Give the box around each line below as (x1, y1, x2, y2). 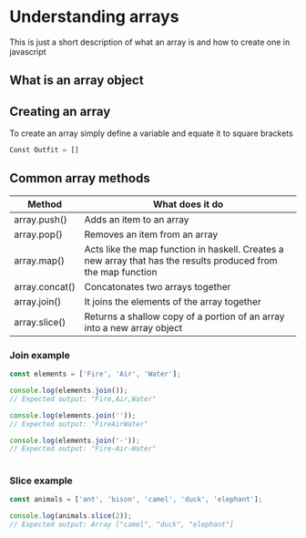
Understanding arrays (9, 6, 179, 27)
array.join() (14, 295, 62, 307)
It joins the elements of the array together (84, 295, 261, 307)
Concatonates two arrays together (84, 280, 231, 293)
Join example (9, 348, 70, 361)
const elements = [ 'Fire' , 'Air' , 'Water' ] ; (9, 369, 181, 379)
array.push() (14, 212, 67, 225)
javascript (9, 46, 47, 57)
